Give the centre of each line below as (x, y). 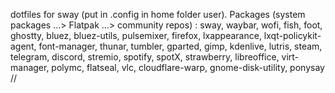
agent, (23, 46)
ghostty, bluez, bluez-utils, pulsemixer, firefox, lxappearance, (136, 35)
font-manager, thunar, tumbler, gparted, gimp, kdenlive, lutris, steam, (180, 46)
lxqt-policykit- (292, 35)
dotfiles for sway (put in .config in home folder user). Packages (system (158, 14)
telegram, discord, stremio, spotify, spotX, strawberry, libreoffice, (145, 57)
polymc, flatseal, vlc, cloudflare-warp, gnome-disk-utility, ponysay (188, 67)
